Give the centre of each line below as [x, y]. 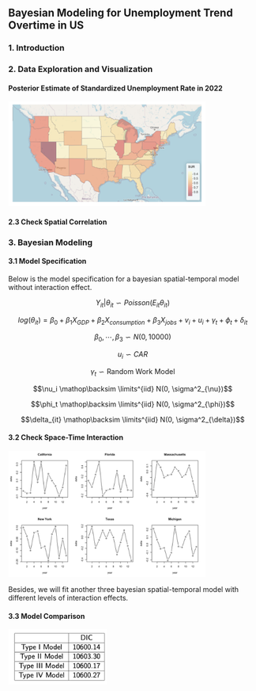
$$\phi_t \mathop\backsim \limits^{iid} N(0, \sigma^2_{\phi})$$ [133, 404]
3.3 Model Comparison [47, 616]
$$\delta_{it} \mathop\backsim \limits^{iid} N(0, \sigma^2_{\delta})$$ [133, 419]
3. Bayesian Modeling [51, 242]
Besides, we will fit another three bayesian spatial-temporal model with [124, 589]
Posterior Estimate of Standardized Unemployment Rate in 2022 [115, 88]
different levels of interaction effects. [68, 597]
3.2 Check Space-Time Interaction [66, 437]
